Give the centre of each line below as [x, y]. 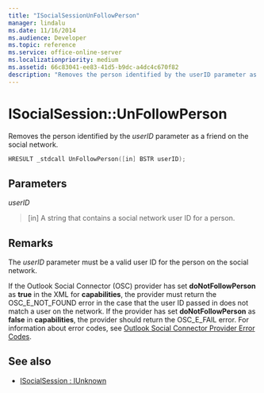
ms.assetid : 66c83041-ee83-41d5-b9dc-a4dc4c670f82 [94, 67]
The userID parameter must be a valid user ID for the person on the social [128, 262]
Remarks [31, 243]
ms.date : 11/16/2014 [42, 30]
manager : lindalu [37, 23]
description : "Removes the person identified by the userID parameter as [133, 75]
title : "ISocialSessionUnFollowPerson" [74, 15]
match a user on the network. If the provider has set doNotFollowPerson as [132, 311]
